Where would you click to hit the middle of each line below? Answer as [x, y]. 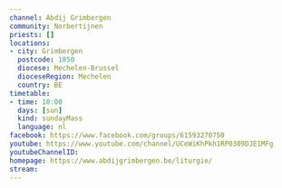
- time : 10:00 [36, 102]
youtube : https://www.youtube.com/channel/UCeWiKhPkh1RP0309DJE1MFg [141, 144]
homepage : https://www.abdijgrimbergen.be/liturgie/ [111, 160]
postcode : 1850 [46, 60]
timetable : [30, 93]
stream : [24, 169]
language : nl [42, 127]
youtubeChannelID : [44, 152]
